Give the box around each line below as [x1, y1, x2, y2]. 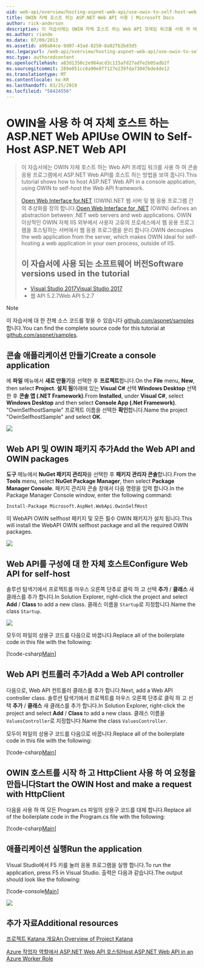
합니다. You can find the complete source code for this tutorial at [6, 324, 165, 332]
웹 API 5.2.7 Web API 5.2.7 [30, 292, 95, 299]
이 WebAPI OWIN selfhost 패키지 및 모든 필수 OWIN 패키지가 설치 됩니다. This [6, 515, 192, 522]
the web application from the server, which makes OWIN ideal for [21, 233, 185, 240]
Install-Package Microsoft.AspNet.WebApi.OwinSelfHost [6, 503, 148, 510]
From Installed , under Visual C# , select [84, 392, 184, 399]
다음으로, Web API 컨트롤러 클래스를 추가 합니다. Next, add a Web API [6, 686, 173, 694]
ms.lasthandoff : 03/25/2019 [6, 83, 78, 89]
